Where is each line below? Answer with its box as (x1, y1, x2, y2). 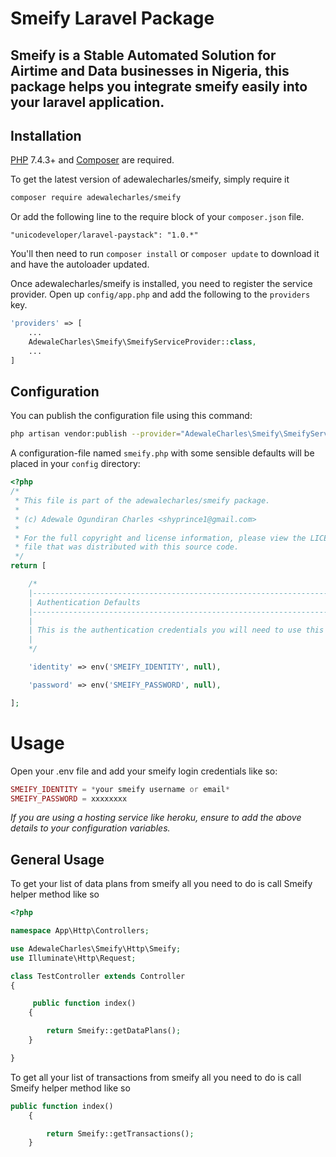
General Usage (10, 851, 105, 868)
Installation (10, 127, 82, 144)
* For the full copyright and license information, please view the (14, 533, 307, 543)
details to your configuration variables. (10, 822, 171, 834)
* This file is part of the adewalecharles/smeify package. (14, 496, 271, 506)
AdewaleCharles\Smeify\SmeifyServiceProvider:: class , (28, 337, 257, 347)
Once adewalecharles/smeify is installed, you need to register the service (10, 278, 313, 290)
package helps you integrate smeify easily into (10, 78, 308, 95)
